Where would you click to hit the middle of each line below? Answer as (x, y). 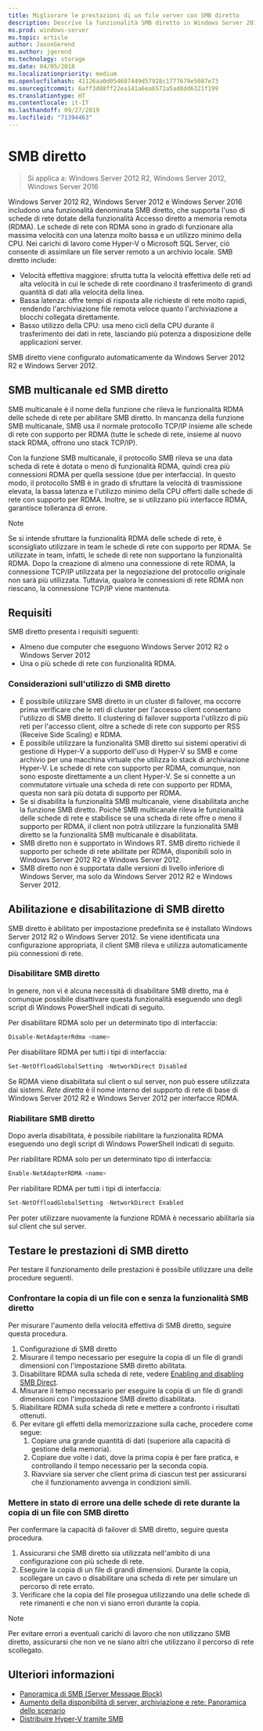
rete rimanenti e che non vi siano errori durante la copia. (110, 1603)
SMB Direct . (39, 1382)
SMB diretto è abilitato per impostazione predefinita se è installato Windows (130, 928)
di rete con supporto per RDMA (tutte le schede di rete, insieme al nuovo (125, 434)
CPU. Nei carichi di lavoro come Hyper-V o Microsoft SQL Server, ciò (119, 243)
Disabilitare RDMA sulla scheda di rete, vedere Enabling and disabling (131, 1374)
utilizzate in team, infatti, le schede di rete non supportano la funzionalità (125, 555)
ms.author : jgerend (40, 52)
